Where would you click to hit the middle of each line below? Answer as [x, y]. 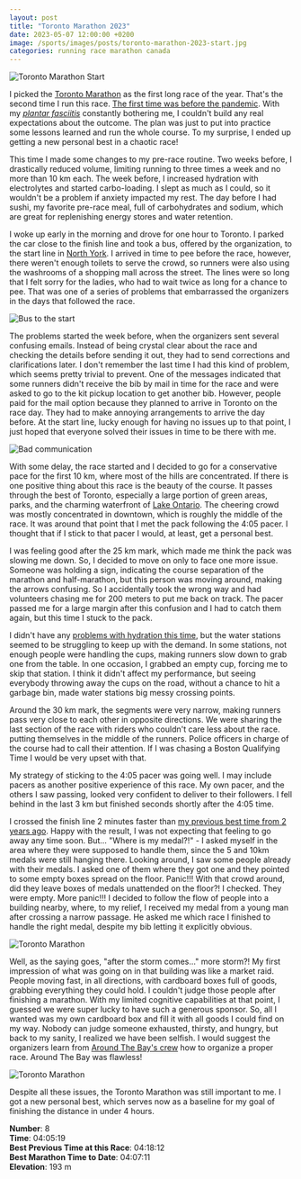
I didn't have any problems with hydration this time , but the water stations [145, 635]
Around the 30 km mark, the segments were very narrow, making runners [145, 710]
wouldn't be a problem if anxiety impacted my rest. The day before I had [143, 198]
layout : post [34, 18]
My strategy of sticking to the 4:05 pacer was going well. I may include [141, 776]
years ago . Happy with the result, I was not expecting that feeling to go [140, 831]
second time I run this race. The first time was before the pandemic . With [145, 103]
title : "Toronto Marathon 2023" [70, 26]
